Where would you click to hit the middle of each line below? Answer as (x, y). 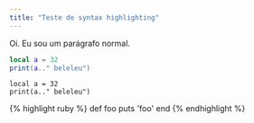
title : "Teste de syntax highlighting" (85, 18)
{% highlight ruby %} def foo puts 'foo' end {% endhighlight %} (127, 109)
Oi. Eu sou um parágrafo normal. (70, 43)
